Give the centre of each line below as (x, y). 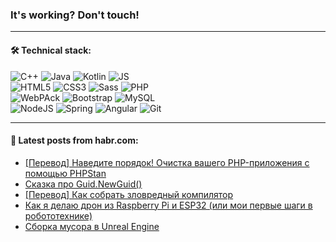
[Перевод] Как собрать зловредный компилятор (129, 194)
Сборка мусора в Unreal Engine (92, 226)
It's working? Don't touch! (75, 15)
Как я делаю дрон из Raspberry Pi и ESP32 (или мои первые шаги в (168, 205)
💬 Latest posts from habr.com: (74, 140)
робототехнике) (58, 215)
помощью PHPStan (65, 173)
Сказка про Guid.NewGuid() (83, 184)
